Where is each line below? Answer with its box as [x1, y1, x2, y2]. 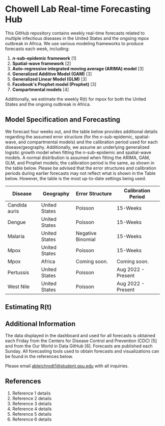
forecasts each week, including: [5, 46, 70, 52]
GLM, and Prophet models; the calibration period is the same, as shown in [5, 160, 155, 165]
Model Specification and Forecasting [5, 115, 120, 124]
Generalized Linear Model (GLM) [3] [12, 76, 87, 82]
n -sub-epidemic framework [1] [12, 55, 77, 61]
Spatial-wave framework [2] [12, 60, 71, 66]
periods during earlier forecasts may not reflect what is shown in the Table [5, 170, 156, 176]
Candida [7, 201, 27, 208]
